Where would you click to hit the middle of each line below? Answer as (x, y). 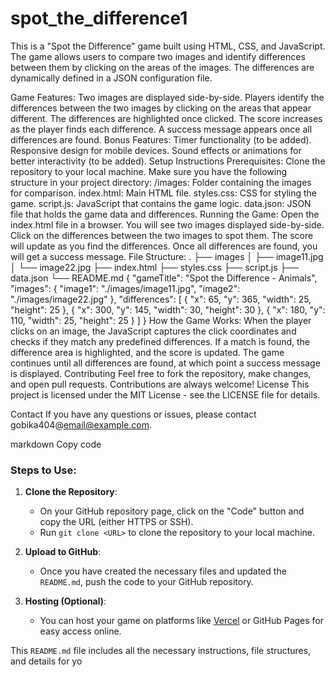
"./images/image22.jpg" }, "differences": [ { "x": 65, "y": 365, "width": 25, (161, 299)
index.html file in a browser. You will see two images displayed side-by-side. (167, 224)
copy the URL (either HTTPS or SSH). (116, 522)
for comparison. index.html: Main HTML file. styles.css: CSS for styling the (163, 193)
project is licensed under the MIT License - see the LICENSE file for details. (165, 394)
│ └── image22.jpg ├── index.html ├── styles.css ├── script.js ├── (155, 267)
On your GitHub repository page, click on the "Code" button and (172, 511)
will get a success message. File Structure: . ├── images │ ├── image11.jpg (167, 256)
